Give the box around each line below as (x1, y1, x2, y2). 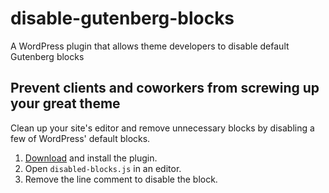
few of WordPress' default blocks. (10, 132, 151, 144)
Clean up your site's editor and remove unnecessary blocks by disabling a (10, 122, 315, 134)
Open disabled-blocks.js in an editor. (24, 162, 182, 174)
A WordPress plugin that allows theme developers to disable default (10, 40, 290, 52)
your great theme (10, 95, 121, 112)
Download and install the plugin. (24, 152, 158, 164)
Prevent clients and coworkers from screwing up (10, 80, 320, 97)
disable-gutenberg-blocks (10, 7, 235, 30)
